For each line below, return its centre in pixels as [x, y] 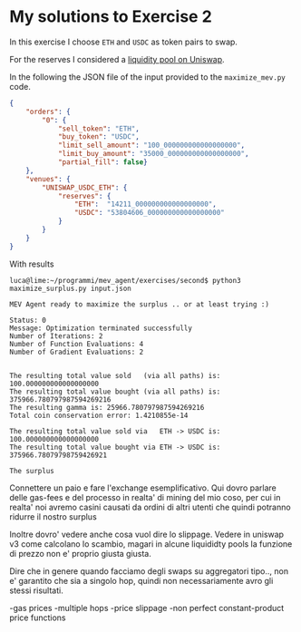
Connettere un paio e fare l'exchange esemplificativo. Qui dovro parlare [143, 488]
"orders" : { [48, 112]
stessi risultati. [36, 590]
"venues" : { [48, 179]
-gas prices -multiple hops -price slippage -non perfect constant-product [147, 608]
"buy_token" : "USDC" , [99, 137]
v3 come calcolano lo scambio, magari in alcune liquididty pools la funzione [151, 544]
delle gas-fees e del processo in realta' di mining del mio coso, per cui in [145, 497]
